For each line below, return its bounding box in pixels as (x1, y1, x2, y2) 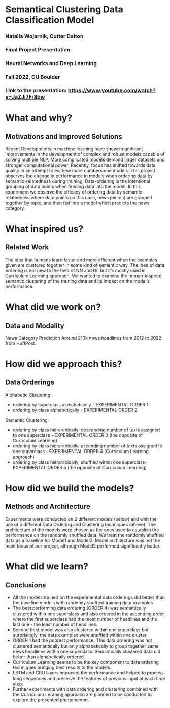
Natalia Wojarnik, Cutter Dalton (5, 33, 84, 40)
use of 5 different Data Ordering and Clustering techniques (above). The (5, 521, 156, 527)
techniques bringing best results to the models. (12, 664, 112, 670)
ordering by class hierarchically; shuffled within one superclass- (12, 459, 147, 465)
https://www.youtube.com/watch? (67, 87, 156, 94)
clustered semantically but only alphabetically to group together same (12, 642, 159, 649)
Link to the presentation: (5, 87, 67, 94)
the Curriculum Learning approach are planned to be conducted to (12, 691, 152, 697)
